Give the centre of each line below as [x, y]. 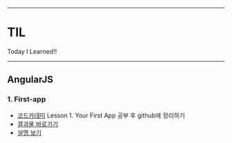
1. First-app [27, 99]
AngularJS [30, 80]
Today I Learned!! [32, 51]
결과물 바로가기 [38, 124]
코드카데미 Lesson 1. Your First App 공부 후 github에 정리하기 [101, 115]
